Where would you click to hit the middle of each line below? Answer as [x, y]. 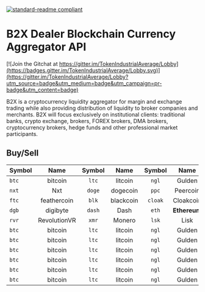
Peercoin [187, 190]
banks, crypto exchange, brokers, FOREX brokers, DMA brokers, [87, 121]
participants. [22, 134]
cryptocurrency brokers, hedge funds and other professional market [92, 127]
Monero [124, 220]
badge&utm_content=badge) [42, 90]
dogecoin [124, 190]
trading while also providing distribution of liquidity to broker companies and [102, 108]
